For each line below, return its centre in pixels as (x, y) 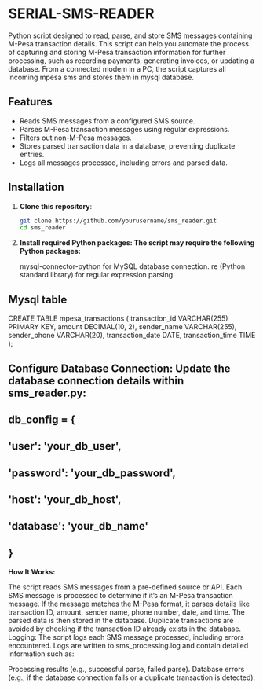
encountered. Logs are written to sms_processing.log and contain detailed (128, 646)
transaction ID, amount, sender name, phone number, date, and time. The (126, 612)
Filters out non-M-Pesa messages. (75, 138)
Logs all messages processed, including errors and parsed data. (123, 163)
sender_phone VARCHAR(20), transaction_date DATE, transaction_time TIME (132, 336)
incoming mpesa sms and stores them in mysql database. (101, 77)
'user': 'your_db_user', (65, 446)
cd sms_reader (42, 228)
